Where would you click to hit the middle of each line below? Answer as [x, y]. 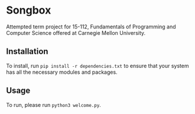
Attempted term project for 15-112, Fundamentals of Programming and [91, 27]
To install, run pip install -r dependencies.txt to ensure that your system [97, 66]
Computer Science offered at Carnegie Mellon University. [76, 32]
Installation [27, 52]
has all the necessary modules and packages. [62, 72]
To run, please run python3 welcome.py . [54, 105]
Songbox [29, 10]
